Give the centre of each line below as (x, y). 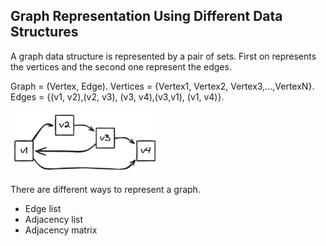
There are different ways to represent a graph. (105, 189)
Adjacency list (53, 219)
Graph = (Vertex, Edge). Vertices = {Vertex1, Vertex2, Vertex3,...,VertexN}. (162, 86)
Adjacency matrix (61, 230)
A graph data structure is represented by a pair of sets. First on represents (163, 56)
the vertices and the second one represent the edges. (121, 66)
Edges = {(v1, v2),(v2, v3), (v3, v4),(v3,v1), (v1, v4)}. (117, 96)
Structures (44, 32)
